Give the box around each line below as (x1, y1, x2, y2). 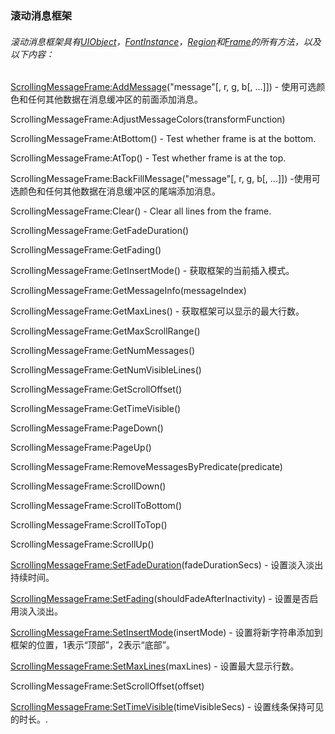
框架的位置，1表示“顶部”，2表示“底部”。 (10, 639, 175, 651)
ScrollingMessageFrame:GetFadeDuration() (10, 225, 190, 237)
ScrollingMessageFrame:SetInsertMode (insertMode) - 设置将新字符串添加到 (10, 627, 323, 639)
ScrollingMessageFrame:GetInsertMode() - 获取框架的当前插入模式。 (10, 265, 295, 277)
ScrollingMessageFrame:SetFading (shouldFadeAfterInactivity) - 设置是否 (10, 593, 310, 605)
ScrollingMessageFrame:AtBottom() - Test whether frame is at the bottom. (10, 133, 317, 145)
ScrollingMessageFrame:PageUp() (10, 442, 152, 454)
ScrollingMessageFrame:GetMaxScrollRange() (10, 325, 201, 337)
